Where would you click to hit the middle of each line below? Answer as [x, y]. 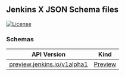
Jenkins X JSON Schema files [62, 10]
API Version [49, 54]
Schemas [20, 39]
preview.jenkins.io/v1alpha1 [49, 64]
